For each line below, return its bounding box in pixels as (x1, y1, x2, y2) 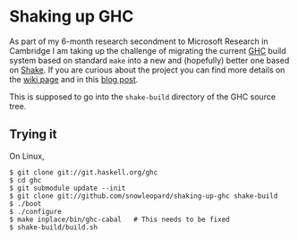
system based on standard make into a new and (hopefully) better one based (9, 55, 290, 65)
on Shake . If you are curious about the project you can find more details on (9, 64, 285, 75)
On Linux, (9, 150, 45, 161)
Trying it (9, 127, 57, 142)
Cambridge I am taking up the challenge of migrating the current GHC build (9, 45, 286, 56)
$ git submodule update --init (9, 184, 126, 193)
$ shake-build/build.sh (9, 222, 98, 232)
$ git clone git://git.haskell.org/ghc (9, 167, 158, 176)
